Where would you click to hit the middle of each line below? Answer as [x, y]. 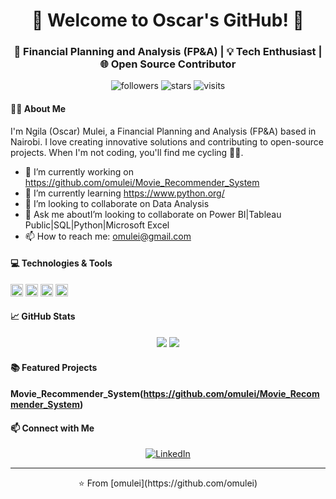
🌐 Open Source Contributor [168, 64]
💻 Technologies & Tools [61, 263]
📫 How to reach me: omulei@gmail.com [108, 236]
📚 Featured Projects [54, 367]
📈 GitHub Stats [43, 316]
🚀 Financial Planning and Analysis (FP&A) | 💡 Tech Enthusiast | [168, 52]
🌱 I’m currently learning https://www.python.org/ [124, 193]
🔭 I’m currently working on [79, 171]
